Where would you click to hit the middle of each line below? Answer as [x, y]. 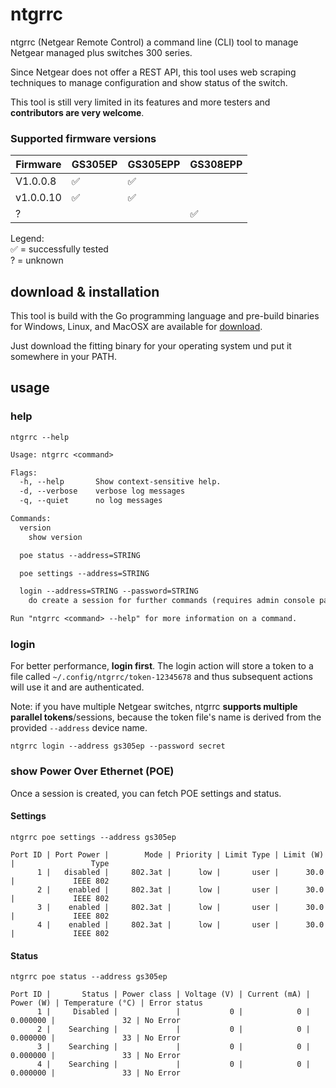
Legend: [27, 239]
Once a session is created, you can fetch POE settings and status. [146, 793]
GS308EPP [216, 165]
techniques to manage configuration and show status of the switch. [149, 82]
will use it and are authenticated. [77, 687]
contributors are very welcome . [77, 112]
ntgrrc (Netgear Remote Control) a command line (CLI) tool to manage [154, 42]
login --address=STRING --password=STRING [109, 591]
